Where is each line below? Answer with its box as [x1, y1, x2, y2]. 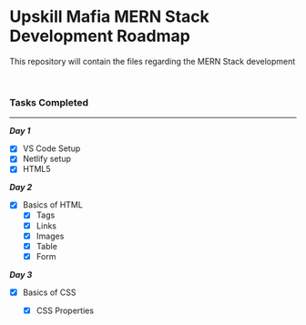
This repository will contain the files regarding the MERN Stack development [9, 56, 296, 66]
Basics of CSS [22, 287, 76, 298]
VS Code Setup [22, 143, 81, 154]
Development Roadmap [9, 25, 191, 46]
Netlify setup [22, 153, 71, 165]
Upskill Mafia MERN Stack [9, 6, 209, 27]
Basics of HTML [22, 199, 84, 210]
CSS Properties [36, 305, 94, 316]
